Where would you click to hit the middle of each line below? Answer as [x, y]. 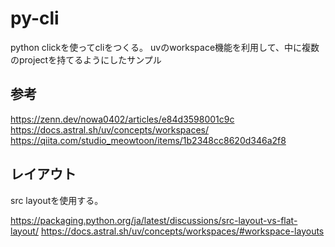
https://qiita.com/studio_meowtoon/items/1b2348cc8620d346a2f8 [148, 140]
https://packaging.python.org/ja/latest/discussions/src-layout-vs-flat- [154, 220]
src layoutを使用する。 [57, 200]
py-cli [35, 18]
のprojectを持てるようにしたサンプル [86, 59]
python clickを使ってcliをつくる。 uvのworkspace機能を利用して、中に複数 [165, 47]
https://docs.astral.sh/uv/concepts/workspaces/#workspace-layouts [182, 231]
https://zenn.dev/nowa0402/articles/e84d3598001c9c [122, 119]
